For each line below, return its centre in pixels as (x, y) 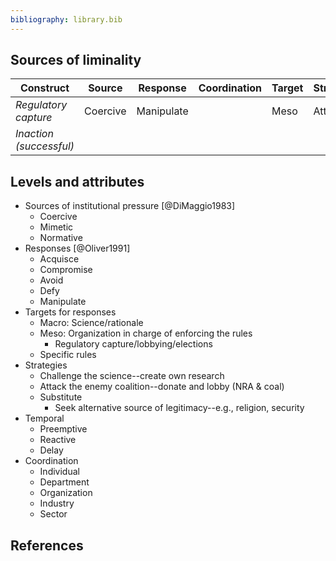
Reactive (58, 440)
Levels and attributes (77, 181)
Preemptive (63, 429)
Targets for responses (70, 312)
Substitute (61, 397)
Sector (53, 514)
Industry (57, 503)
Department (64, 482)
